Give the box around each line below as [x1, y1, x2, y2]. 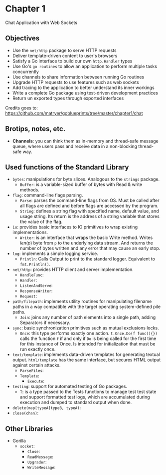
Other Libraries [5, 424, 53, 433]
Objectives [5, 34, 40, 42]
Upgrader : [27, 459, 47, 465]
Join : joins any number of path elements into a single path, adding [19, 314, 156, 320]
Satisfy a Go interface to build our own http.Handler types [12, 58, 133, 64]
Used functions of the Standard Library [5, 163, 129, 171]
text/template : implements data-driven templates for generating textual [12, 351, 161, 357]
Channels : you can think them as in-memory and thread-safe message [12, 138, 159, 144]
